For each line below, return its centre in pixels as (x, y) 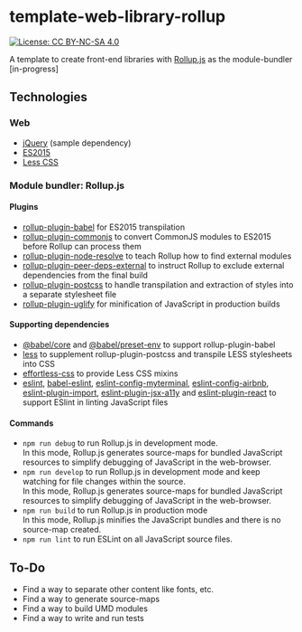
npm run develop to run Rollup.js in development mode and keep (141, 472)
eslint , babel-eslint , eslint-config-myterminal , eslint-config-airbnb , (146, 382)
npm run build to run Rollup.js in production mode (115, 510)
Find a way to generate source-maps (91, 599)
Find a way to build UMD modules (85, 608)
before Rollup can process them (82, 246)
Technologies (49, 97)
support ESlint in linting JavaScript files (95, 402)
